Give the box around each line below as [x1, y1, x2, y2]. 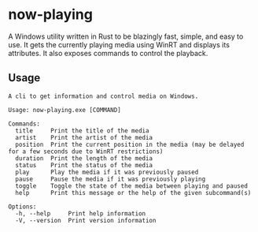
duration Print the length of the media [15, 154, 153, 163]
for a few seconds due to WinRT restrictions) [8, 148, 164, 155]
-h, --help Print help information [15, 209, 146, 218]
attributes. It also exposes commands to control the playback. [8, 48, 208, 58]
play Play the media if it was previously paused [15, 168, 199, 176]
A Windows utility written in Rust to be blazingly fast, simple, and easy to [8, 32, 244, 41]
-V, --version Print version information [15, 216, 157, 224]
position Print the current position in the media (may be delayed [15, 140, 245, 148]
